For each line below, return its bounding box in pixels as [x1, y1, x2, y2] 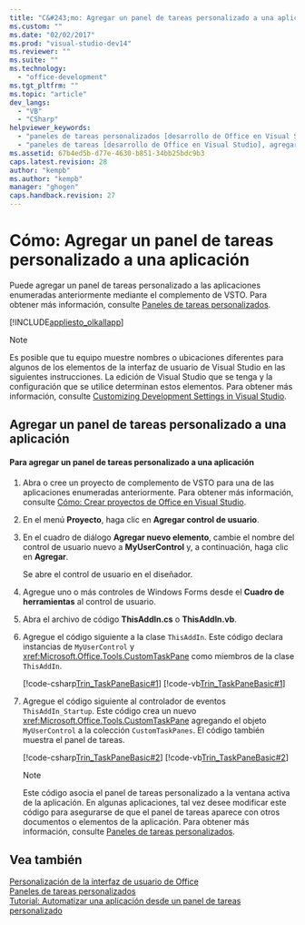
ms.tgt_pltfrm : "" [9, 81, 79, 90]
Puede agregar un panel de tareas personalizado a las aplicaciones [9, 280, 261, 290]
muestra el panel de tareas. [22, 734, 125, 745]
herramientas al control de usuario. [22, 595, 156, 606]
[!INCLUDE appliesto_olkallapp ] [9, 316, 124, 328]
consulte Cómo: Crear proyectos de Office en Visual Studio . [22, 496, 247, 507]
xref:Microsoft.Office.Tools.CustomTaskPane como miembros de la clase [22, 650, 295, 661]
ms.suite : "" [9, 56, 59, 65]
